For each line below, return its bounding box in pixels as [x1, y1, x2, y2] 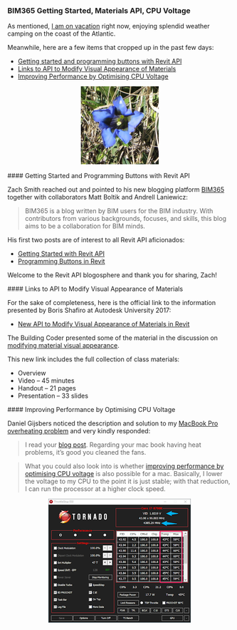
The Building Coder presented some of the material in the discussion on [7, 334, 218, 342]
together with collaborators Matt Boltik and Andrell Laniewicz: [7, 193, 189, 202]
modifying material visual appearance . [7, 341, 120, 350]
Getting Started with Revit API [17, 249, 105, 258]
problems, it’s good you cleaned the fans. [24, 448, 147, 457]
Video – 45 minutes [17, 376, 75, 385]
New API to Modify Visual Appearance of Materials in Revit [17, 320, 190, 329]
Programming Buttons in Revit [17, 257, 105, 266]
